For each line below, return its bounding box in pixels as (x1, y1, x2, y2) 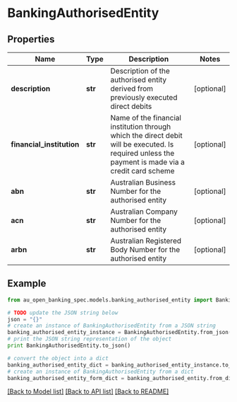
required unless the (110, 149, 175, 158)
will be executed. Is (110, 139, 174, 149)
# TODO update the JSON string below (7, 309, 119, 316)
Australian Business (110, 178, 176, 187)
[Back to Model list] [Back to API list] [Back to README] (7, 387, 169, 396)
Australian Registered (110, 236, 182, 246)
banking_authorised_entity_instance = (7, 329, 121, 336)
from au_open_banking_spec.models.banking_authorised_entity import (7, 296, 213, 304)
